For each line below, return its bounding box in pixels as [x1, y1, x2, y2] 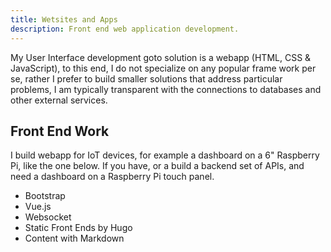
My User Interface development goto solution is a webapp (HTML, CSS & [10, 51, 312, 63]
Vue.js [24, 201, 52, 213]
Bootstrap [24, 190, 66, 202]
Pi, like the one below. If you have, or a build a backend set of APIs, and [10, 160, 305, 172]
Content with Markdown [24, 232, 125, 245]
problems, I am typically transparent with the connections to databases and [10, 83, 322, 95]
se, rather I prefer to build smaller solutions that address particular [10, 72, 283, 85]
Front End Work [10, 122, 110, 140]
